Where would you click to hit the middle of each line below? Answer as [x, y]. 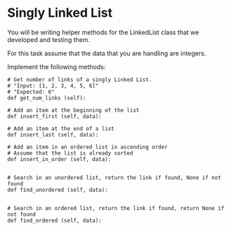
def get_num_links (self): [47, 98]
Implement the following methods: [57, 66]
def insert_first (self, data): [54, 116]
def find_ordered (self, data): [54, 220]
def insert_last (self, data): [53, 134]
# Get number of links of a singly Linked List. [80, 79]
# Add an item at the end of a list [61, 128]
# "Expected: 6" [31, 92]
